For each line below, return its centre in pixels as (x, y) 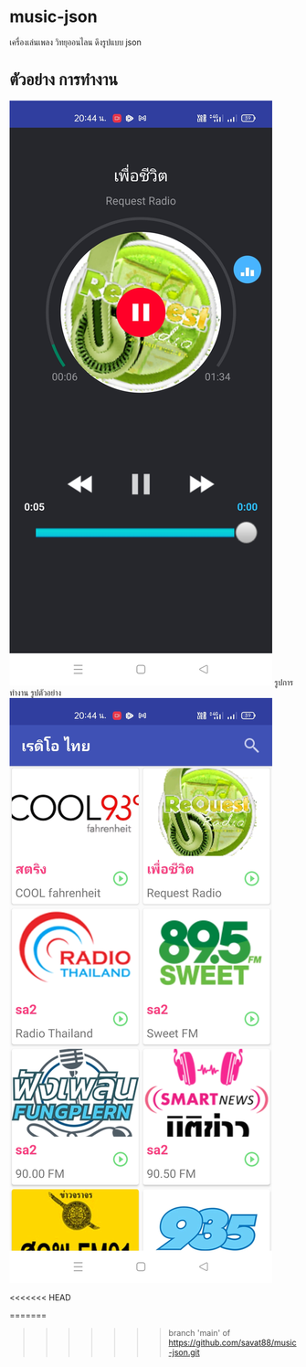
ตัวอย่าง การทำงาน (64, 80)
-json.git (185, 1352)
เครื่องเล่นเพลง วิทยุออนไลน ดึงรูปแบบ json (75, 42)
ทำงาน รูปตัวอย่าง (36, 693)
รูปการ (284, 682)
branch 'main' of (200, 1332)
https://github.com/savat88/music (232, 1342)
